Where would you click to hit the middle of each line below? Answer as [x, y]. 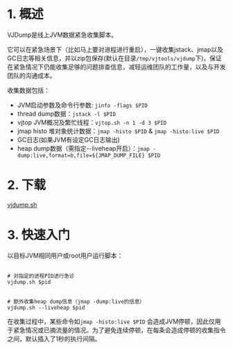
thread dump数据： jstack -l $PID [67, 113]
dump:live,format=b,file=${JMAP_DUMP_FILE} [81, 155]
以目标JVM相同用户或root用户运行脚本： [65, 255]
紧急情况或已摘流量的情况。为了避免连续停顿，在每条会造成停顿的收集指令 [119, 330]
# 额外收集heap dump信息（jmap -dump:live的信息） [76, 301]
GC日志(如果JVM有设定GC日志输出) [68, 139]
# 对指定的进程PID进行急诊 [41, 276]
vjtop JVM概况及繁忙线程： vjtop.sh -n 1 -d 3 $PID [92, 122]
